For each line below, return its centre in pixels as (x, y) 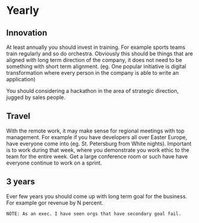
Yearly (23, 11)
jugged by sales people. (36, 97)
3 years (21, 182)
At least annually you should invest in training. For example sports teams (96, 47)
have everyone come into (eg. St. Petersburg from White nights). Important (99, 143)
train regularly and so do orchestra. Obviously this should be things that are (100, 54)
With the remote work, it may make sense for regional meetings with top (95, 131)
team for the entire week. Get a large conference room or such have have (97, 156)
